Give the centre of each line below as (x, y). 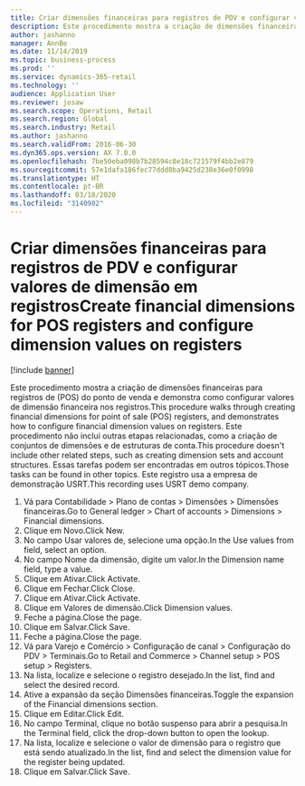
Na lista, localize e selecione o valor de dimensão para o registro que (152, 742)
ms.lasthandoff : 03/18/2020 (63, 195)
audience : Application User (63, 93)
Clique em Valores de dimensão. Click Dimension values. (128, 607)
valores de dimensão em (104, 287)
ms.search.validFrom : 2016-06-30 (73, 144)
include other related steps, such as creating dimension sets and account (147, 455)
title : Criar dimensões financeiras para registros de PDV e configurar (150, 18)
